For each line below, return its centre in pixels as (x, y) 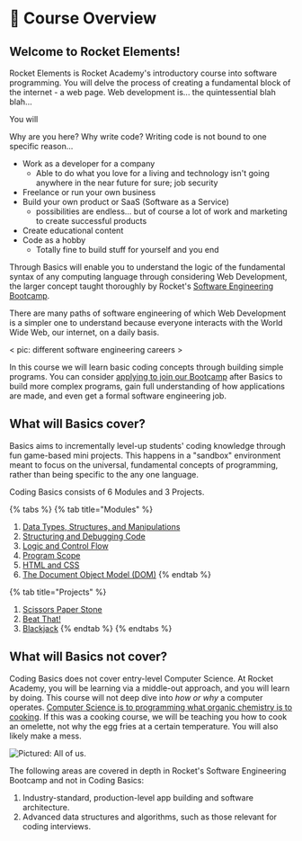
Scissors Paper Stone (62, 609)
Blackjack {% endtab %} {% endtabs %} (97, 628)
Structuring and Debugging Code (84, 536)
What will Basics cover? (78, 424)
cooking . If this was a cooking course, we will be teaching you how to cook (148, 716)
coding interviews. (57, 826)
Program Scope (51, 555)
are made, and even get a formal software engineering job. (118, 396)
